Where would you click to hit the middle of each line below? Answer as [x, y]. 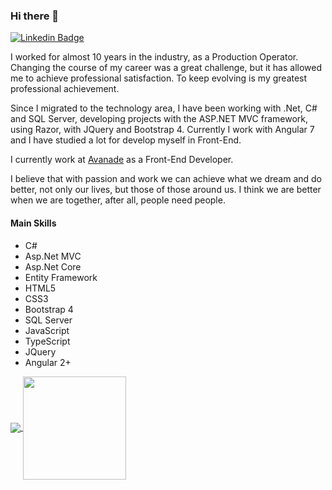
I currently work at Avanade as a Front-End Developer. [122, 160]
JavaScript [47, 330]
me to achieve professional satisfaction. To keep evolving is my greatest [159, 78]
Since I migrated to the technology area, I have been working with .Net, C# [164, 108]
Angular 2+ [48, 362]
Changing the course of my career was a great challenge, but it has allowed [166, 68]
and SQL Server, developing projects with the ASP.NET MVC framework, [159, 119]
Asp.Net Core [53, 266]
